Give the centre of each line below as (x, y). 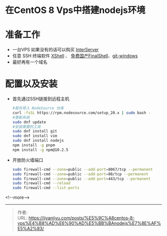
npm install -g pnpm (34, 145)
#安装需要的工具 (27, 127)
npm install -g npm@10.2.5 (40, 150)
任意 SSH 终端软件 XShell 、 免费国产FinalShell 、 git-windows (75, 56)
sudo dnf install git (35, 131)
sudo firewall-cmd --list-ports (46, 188)
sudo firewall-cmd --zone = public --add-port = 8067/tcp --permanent (83, 169)
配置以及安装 (32, 84)
